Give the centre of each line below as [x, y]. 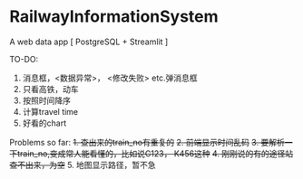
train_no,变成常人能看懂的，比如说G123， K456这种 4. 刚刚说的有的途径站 [155, 153]
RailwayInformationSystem [114, 17]
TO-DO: [24, 59]
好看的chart [44, 123]
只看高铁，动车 [50, 89]
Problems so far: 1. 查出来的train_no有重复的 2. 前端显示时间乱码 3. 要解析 [147, 142]
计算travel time [50, 111]
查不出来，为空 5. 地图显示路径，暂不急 [83, 165]
